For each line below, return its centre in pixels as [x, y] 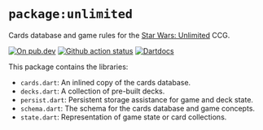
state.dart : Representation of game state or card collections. [123, 117]
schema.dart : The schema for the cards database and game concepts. [137, 108]
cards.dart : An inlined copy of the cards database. [105, 82]
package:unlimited [70, 14]
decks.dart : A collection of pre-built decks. [92, 91]
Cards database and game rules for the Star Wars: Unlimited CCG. [119, 35]
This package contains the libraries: [68, 67]
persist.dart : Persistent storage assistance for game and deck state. [137, 99]
